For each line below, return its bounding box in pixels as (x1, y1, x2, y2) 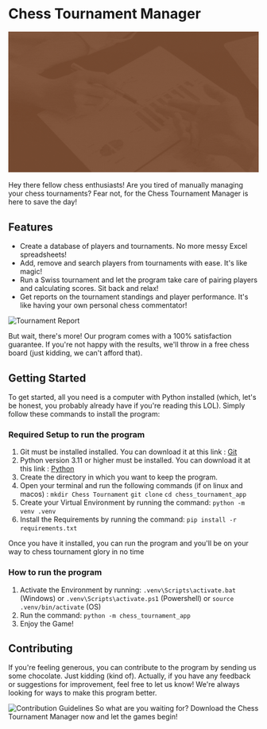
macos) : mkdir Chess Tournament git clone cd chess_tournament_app (19, 490, 247, 499)
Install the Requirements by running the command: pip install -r (19, 514, 237, 525)
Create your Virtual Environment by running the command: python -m (19, 498, 245, 507)
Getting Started (8, 371, 87, 385)
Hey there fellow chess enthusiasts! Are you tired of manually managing (8, 180, 244, 190)
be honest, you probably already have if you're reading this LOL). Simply (8, 401, 246, 410)
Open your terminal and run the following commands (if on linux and (19, 481, 244, 491)
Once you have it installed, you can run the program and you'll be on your (8, 538, 249, 549)
